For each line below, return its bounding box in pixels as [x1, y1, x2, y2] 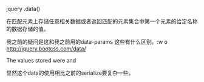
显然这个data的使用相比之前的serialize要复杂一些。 [6, 69, 134, 77]
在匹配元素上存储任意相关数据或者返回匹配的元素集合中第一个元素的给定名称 [6, 18, 198, 25]
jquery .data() [6, 5, 41, 12]
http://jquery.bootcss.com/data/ [6, 45, 86, 52]
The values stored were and [6, 57, 76, 64]
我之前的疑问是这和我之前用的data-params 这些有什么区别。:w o [6, 38, 168, 45]
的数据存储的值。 [6, 26, 49, 32]
